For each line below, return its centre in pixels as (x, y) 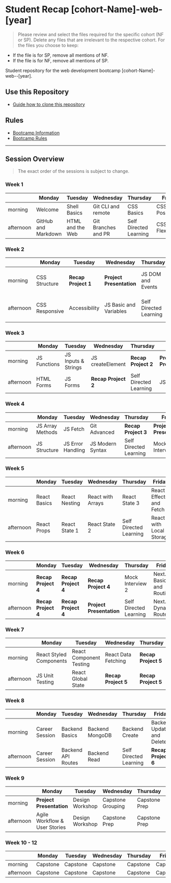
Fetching (116, 661)
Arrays (96, 503)
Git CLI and (106, 206)
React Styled (52, 655)
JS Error (73, 444)
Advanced (102, 432)
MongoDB (100, 735)
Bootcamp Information (36, 133)
